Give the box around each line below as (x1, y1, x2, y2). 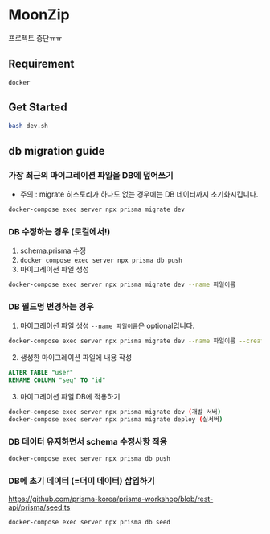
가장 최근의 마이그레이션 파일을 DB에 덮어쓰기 (8, 169, 174, 180)
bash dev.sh (8, 122, 48, 130)
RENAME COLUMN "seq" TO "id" (8, 376, 106, 384)
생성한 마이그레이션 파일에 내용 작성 (19, 353, 133, 362)
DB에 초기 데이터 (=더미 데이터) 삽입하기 (8, 475, 155, 486)
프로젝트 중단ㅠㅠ (8, 33, 63, 43)
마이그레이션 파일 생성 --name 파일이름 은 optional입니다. (19, 321, 195, 331)
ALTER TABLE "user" (8, 369, 74, 377)
